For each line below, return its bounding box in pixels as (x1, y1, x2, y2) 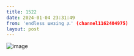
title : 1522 (6, 9, 37, 15)
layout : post (6, 26, 40, 32)
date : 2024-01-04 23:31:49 (6, 15, 75, 21)
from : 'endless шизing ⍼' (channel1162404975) (6, 20, 128, 26)
